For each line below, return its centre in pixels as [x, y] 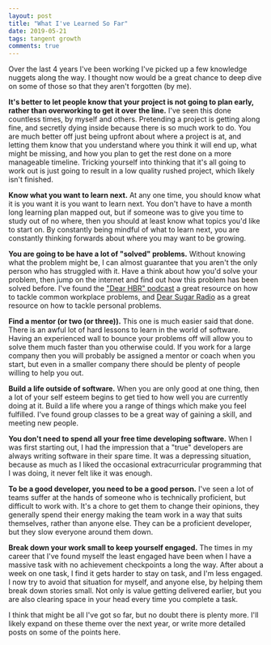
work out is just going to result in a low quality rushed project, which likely [131, 171]
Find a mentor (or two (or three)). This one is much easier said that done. [131, 322]
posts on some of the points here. [65, 632]
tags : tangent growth [45, 38]
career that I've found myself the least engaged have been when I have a [130, 557]
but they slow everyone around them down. [81, 532]
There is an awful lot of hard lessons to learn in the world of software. [125, 330]
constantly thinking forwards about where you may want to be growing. [127, 238]
